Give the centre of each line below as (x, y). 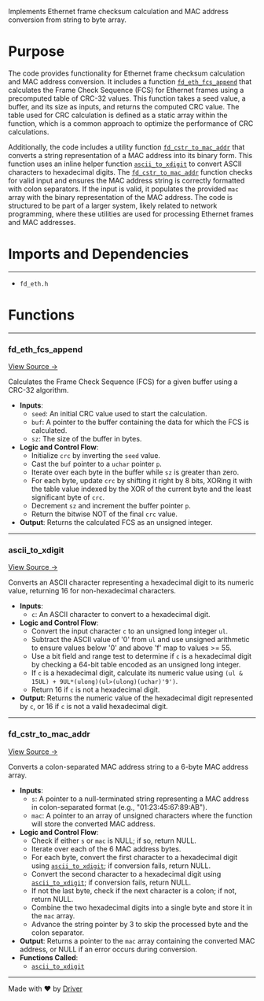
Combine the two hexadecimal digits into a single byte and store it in (142, 907)
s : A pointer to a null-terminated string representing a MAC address (140, 799)
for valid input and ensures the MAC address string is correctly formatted (126, 180)
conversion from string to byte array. (68, 20)
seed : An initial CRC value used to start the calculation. (119, 414)
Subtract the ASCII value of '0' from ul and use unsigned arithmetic (140, 640)
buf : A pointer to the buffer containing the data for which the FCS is (140, 422)
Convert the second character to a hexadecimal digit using (126, 874)
